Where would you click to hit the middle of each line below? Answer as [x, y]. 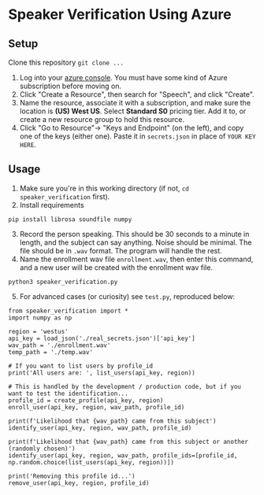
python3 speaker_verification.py [63, 282]
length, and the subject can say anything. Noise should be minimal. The [136, 242]
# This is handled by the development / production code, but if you [125, 386]
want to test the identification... [68, 393]
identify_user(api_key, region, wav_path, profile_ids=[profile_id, [123, 455]
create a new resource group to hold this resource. [102, 119]
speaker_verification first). [65, 196]
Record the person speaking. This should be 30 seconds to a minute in [134, 234]
